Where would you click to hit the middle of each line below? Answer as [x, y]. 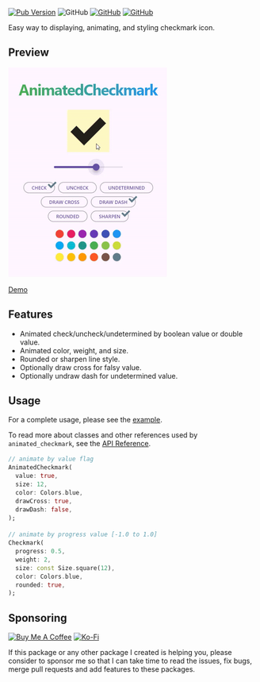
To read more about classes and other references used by [103, 435]
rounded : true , [40, 585]
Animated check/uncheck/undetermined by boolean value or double [131, 333]
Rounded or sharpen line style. [70, 359]
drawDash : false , [44, 509]
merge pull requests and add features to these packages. [102, 669]
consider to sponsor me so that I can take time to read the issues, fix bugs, [130, 661]
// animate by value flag [51, 459]
